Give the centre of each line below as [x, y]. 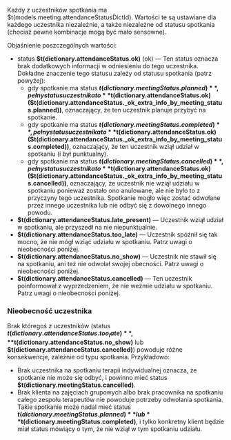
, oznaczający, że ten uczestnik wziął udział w [134, 147]
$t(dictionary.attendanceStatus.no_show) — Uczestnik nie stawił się [117, 257]
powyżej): [31, 81]
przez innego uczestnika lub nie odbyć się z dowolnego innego [117, 205]
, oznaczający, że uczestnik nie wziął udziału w [133, 183]
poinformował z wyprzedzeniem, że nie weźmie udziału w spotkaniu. [115, 286]
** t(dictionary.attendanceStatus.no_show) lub [76, 342]
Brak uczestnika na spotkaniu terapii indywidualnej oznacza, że [107, 370]
